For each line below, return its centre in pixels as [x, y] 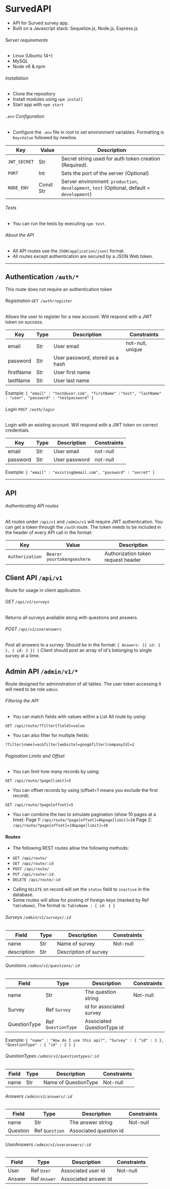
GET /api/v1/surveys [27, 602]
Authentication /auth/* [42, 277]
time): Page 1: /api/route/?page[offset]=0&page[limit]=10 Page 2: [82, 820]
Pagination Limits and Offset [35, 756]
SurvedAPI [28, 9]
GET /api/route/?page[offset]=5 [39, 805]
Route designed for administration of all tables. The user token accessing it [83, 684]
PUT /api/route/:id [33, 875]
